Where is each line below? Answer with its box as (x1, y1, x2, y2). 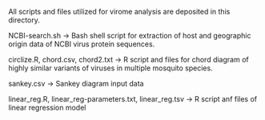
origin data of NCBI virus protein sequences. (8, 39, 155, 49)
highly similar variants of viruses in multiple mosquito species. (8, 63, 214, 73)
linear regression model (8, 103, 86, 112)
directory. (8, 15, 40, 25)
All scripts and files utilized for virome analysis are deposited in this (8, 7, 231, 16)
